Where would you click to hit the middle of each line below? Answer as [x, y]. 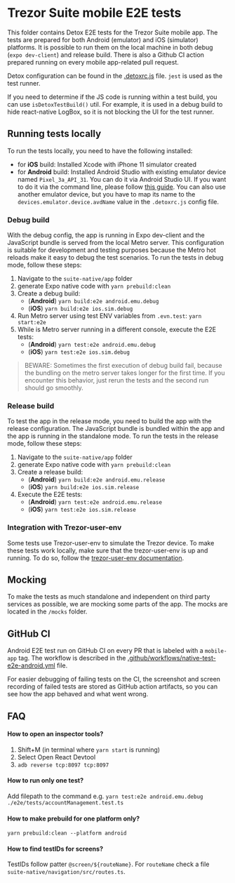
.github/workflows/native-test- [172, 658]
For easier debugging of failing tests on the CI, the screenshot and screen [114, 679]
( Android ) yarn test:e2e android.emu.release [95, 502]
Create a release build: [50, 472]
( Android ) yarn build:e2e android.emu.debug [93, 301]
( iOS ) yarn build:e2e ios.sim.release [83, 487]
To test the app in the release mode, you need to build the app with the [109, 421]
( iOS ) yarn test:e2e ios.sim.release [82, 510]
